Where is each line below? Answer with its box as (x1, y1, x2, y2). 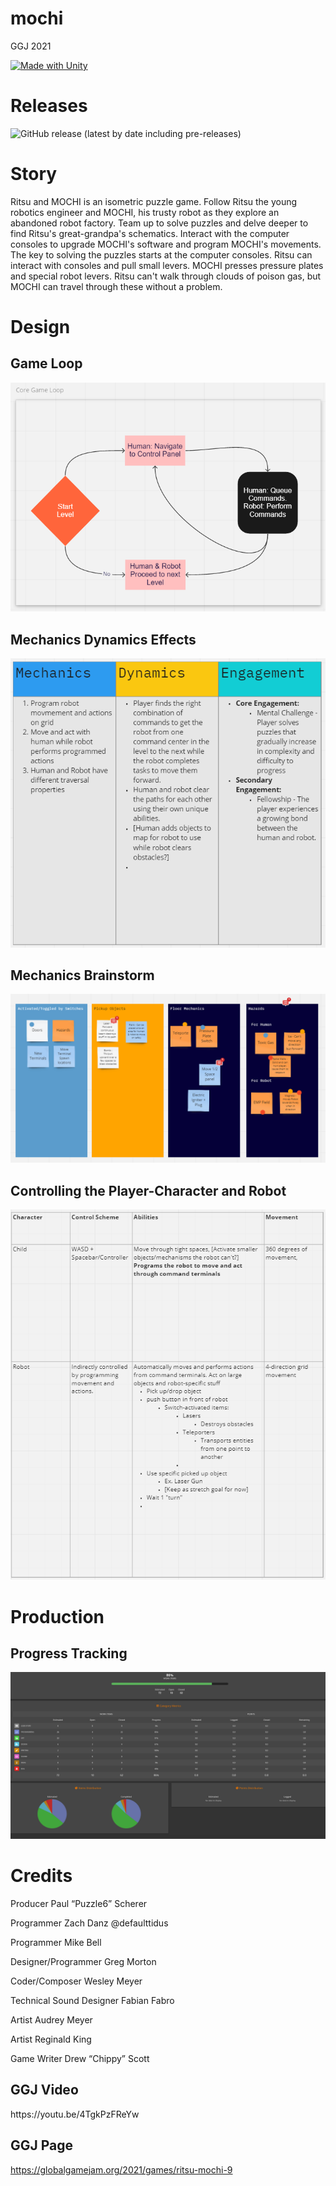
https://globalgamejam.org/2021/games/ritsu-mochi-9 (10, 2163, 233, 2176)
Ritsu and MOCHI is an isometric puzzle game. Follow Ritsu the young (10, 195, 298, 207)
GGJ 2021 (10, 40, 52, 52)
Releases (10, 95, 88, 117)
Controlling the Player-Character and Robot (10, 1182, 287, 1199)
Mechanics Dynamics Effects (10, 631, 197, 648)
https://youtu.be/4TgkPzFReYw (10, 2108, 140, 2120)
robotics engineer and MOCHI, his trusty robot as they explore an (10, 206, 280, 218)
